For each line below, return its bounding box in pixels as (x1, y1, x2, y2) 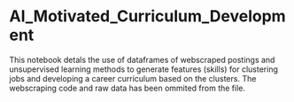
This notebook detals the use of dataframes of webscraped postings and (9, 54, 275, 65)
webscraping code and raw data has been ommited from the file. (9, 82, 246, 93)
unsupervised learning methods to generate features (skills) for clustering (9, 64, 279, 75)
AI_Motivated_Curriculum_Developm (9, 6, 286, 27)
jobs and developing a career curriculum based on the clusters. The (9, 73, 257, 83)
